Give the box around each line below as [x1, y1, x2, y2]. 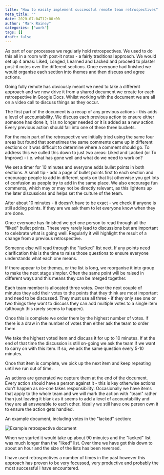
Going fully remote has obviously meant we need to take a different [5, 83, 141, 89]
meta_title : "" [5, 12, 36, 17]
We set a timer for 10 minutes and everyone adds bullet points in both [5, 164, 145, 170]
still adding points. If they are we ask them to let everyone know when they [5, 205, 156, 211]
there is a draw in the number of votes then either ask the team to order [5, 320, 149, 326]
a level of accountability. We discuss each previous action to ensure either [5, 114, 155, 120]
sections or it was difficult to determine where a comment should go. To [5, 144, 150, 150]
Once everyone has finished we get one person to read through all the [5, 219, 146, 226]
